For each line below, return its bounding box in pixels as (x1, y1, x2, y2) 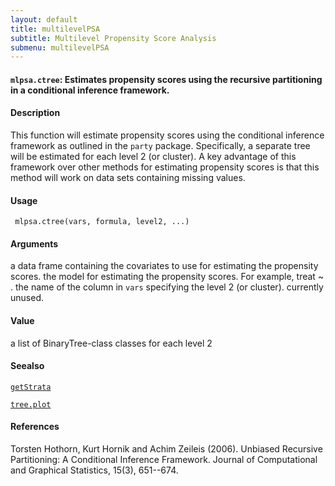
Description (10, 107, 61, 119)
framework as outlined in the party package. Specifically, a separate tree (10, 140, 311, 152)
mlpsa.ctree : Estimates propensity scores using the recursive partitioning (10, 73, 323, 85)
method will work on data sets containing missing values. (10, 172, 246, 184)
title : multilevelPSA (10, 24, 101, 34)
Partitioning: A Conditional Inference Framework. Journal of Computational (10, 454, 318, 466)
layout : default (10, 14, 78, 25)
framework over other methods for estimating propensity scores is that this (10, 161, 320, 173)
